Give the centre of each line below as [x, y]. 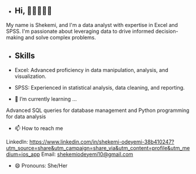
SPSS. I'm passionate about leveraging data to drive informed [80, 31]
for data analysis [26, 116]
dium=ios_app [23, 154]
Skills [25, 56]
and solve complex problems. [61, 37]
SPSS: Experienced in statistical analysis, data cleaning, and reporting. [100, 87]
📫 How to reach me [39, 128]
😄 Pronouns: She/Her [41, 165]
